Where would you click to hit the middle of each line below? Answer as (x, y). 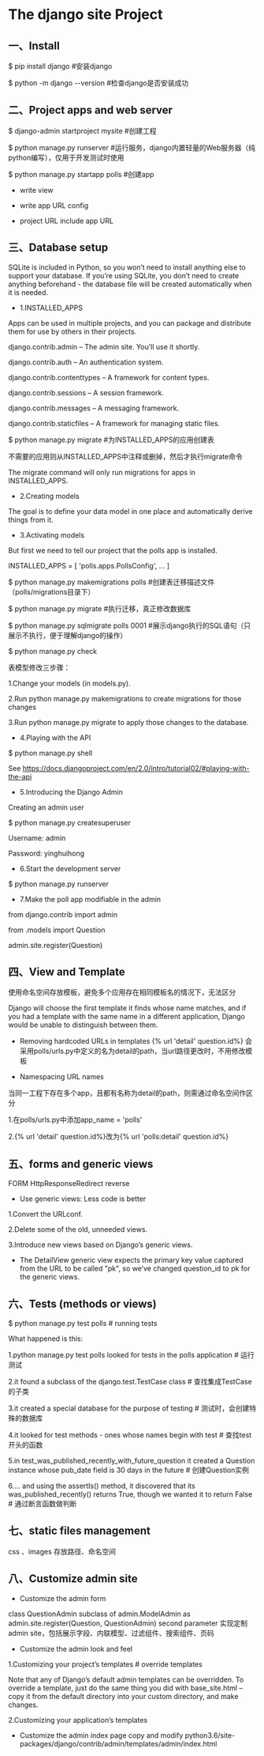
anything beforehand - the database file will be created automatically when (130, 284)
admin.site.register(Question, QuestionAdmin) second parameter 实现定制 (128, 1623)
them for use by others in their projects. (73, 331)
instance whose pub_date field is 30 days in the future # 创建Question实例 (129, 1470)
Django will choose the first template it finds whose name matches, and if (127, 1008)
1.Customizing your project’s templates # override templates (105, 1664)
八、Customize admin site (73, 1579)
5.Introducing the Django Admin (71, 791)
